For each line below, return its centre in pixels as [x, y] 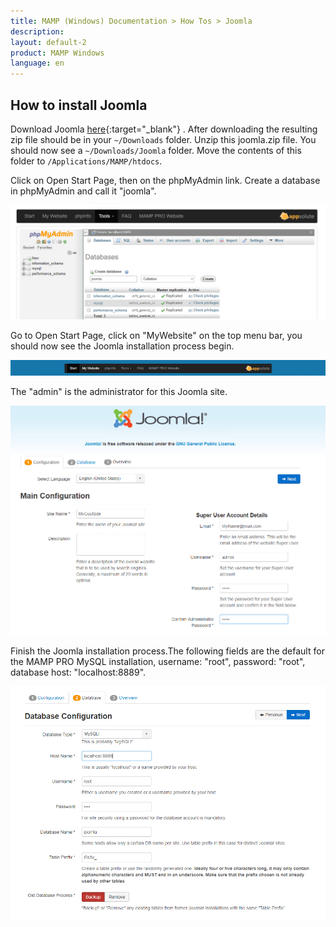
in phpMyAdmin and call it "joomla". [83, 191]
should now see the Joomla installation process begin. [122, 346]
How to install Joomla [79, 105]
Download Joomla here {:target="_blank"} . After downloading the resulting [164, 129]
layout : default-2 [48, 42]
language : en [37, 63]
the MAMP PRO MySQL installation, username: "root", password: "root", [158, 662]
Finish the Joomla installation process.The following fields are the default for [167, 651]
